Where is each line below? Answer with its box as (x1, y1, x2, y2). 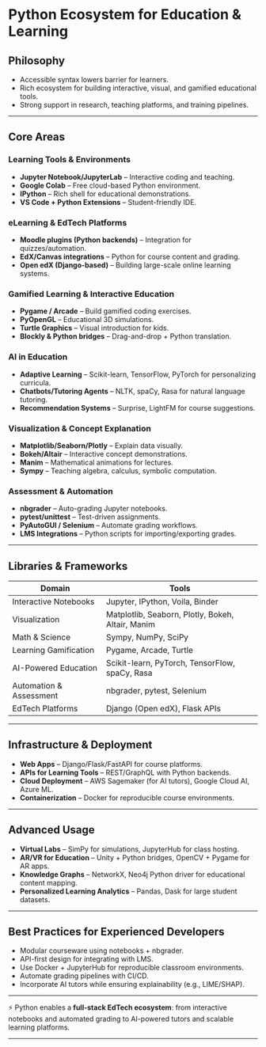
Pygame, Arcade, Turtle (105, 644, 194, 655)
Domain (40, 582, 70, 594)
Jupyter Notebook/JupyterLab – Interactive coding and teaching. (19, 172, 235, 181)
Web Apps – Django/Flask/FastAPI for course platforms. (19, 759, 203, 768)
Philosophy (8, 54, 66, 67)
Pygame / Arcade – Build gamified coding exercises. (19, 306, 192, 316)
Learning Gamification (12, 644, 95, 655)
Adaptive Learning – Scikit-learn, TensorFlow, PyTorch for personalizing (19, 370, 256, 379)
